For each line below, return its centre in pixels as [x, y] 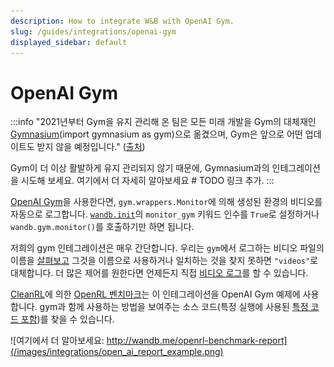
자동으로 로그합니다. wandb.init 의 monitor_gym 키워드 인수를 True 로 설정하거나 [165, 214]
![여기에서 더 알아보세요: [57, 341]
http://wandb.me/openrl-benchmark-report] [197, 341]
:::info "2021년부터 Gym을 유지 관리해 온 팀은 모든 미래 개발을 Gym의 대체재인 [163, 122]
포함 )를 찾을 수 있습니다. [67, 319]
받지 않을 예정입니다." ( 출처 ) [91, 147]
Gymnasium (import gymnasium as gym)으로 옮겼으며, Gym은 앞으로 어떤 [156, 134]
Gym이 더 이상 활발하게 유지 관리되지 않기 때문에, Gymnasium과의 [140, 168]
